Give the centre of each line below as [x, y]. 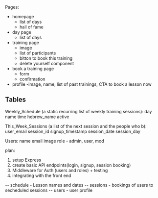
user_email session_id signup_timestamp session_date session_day [73, 131]
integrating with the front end [42, 175]
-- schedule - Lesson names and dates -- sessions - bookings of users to [79, 185]
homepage [23, 16]
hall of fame [32, 27]
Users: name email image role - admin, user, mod [55, 141]
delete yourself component [47, 63]
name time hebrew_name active [37, 117]
